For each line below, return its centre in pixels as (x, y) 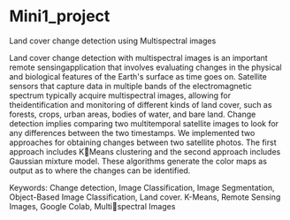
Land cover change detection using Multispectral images (113, 41)
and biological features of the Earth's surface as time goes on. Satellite (138, 76)
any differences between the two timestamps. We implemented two (132, 133)
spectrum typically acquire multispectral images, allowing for (120, 95)
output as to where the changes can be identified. (100, 171)
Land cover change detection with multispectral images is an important (138, 57)
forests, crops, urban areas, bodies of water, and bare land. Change (133, 114)
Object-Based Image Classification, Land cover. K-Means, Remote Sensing (145, 197)
